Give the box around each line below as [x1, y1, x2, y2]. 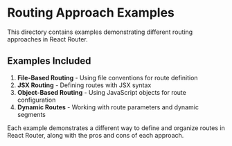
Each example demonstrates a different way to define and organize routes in [7, 123, 225, 132]
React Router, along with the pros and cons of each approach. [7, 131, 184, 139]
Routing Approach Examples [7, 5, 175, 21]
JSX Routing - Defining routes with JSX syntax [17, 81, 152, 89]
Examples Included [7, 55, 91, 67]
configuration [17, 95, 56, 104]
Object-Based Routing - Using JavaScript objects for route [17, 88, 187, 96]
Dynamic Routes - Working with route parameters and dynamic [17, 102, 199, 111]
